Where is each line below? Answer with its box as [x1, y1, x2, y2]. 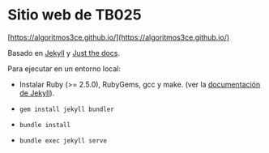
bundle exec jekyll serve [19, 136, 107, 145]
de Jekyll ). [19, 87, 55, 98]
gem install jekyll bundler [19, 105, 114, 113]
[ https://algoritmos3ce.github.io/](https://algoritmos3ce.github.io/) [7, 32, 230, 42]
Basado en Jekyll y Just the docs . [7, 48, 121, 57]
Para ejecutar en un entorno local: [7, 63, 122, 74]
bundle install [19, 121, 71, 129]
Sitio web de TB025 [7, 6, 143, 24]
